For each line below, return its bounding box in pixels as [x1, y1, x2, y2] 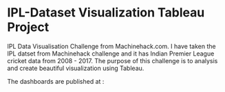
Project [7, 19, 50, 35]
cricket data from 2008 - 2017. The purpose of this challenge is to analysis [7, 56, 218, 65]
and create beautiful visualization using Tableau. [7, 64, 144, 72]
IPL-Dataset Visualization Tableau [7, 5, 205, 21]
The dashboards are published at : [7, 77, 105, 85]
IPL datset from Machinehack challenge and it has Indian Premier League [7, 49, 215, 58]
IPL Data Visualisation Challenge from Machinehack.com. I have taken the [7, 42, 216, 50]
